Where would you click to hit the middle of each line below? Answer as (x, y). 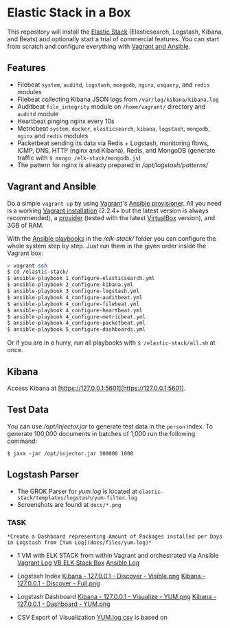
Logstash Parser (43, 475)
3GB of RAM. (26, 225)
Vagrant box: (25, 253)
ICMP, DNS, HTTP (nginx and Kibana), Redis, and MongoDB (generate (116, 150)
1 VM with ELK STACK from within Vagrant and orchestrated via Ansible (118, 555)
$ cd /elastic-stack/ (38, 272)
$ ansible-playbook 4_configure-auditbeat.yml (75, 297)
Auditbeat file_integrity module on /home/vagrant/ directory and (111, 106)
